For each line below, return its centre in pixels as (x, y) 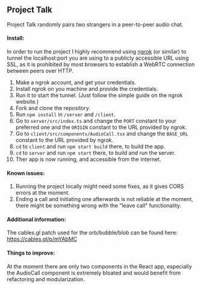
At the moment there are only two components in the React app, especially (99, 266)
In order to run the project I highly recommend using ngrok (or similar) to (97, 52)
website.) (27, 102)
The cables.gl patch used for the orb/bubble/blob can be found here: (92, 233)
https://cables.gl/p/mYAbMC (42, 239)
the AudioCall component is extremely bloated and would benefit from (94, 273)
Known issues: (26, 173)
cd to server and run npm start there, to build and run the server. (96, 153)
